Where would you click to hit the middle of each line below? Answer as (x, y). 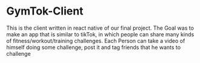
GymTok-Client (45, 11)
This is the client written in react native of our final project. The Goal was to (100, 28)
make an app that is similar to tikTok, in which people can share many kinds (100, 34)
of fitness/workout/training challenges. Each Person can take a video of (96, 41)
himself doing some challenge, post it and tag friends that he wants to (93, 47)
